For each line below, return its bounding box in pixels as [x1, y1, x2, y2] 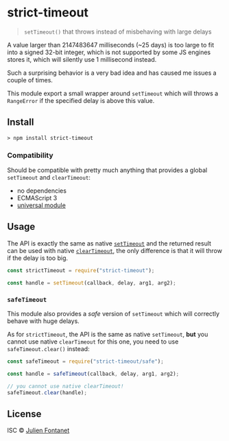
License [7, 408, 42, 420]
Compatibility [7, 150, 53, 160]
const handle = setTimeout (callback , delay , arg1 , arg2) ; [7, 279, 176, 286]
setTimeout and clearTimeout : [7, 174, 91, 182]
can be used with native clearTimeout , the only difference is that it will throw [7, 246, 223, 254]
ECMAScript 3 [16, 194, 58, 202]
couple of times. [7, 75, 53, 84]
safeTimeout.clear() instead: [7, 344, 91, 353]
